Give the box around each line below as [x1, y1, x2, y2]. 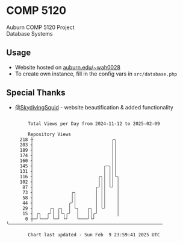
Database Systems [6, 30, 53, 37]
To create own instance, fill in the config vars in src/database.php [14, 70, 178, 77]
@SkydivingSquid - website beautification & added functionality [14, 103, 173, 111]
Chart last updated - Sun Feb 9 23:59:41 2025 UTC [28, 232, 161, 238]
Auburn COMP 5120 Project [6, 24, 75, 31]
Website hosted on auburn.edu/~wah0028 [14, 63, 120, 71]
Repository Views [28, 131, 71, 137]
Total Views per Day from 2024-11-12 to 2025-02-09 [28, 120, 161, 127]
